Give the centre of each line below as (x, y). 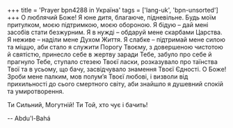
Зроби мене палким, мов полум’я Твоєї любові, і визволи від (98, 77)
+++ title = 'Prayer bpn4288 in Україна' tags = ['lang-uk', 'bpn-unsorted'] (113, 10)
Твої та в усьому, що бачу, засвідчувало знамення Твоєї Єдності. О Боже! (117, 69)
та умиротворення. (36, 91)
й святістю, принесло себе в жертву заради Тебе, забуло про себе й (110, 54)
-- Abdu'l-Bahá (29, 118)
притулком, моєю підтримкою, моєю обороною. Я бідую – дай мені (108, 25)
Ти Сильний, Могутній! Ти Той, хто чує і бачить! (78, 105)
